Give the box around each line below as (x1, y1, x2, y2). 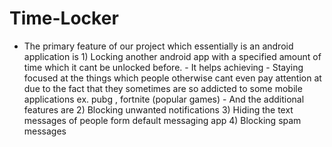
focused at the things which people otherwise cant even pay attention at (23, 72, 322, 84)
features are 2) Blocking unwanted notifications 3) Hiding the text (23, 103, 294, 116)
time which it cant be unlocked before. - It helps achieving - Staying (23, 61, 304, 73)
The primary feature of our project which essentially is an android (23, 40, 294, 52)
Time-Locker (9, 7, 119, 30)
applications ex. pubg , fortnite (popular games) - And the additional (23, 93, 305, 105)
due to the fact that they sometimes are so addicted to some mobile (23, 82, 303, 94)
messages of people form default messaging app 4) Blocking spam (23, 114, 302, 126)
